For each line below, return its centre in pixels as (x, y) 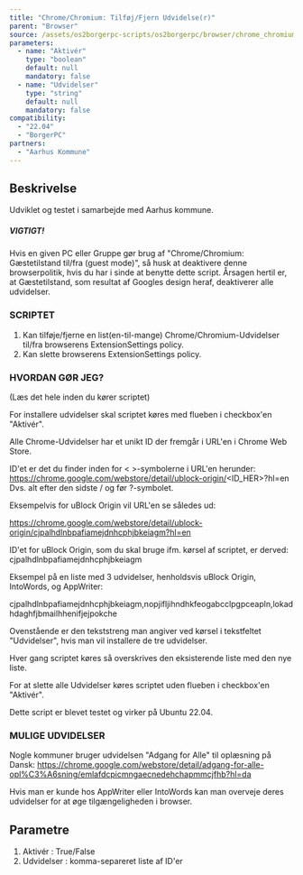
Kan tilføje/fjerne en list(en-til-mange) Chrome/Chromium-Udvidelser (151, 335)
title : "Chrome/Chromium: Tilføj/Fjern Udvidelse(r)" (113, 18)
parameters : (32, 43)
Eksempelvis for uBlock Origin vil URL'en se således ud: (113, 505)
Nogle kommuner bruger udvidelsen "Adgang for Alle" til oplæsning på (141, 755)
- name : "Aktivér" (52, 51)
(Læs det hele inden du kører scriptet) (80, 397)
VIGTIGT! (27, 231)
